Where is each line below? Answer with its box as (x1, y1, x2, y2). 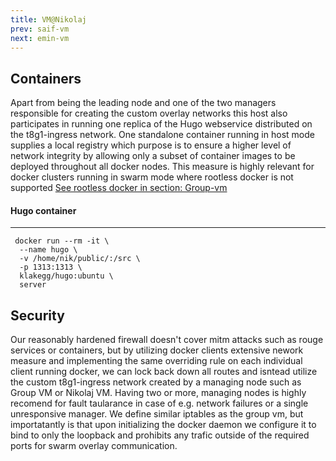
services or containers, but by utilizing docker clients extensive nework (10, 344, 304, 356)
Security (10, 307, 65, 324)
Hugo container (10, 204, 77, 216)
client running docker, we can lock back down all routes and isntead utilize (10, 366, 318, 378)
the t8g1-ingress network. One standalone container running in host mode (10, 129, 315, 141)
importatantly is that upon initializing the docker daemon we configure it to (10, 419, 317, 431)
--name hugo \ (19, 245, 78, 255)
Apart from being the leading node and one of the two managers (10, 97, 277, 109)
